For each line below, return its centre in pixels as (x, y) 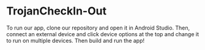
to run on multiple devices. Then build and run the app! (76, 40)
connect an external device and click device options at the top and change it (103, 34)
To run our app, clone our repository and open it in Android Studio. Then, (98, 28)
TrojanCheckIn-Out (57, 11)
